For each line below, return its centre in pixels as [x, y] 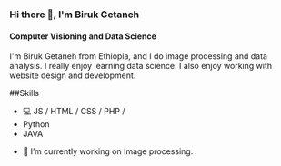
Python [36, 124]
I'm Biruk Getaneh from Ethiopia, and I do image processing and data [139, 56]
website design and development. [73, 75]
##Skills [24, 93]
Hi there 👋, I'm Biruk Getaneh [75, 15]
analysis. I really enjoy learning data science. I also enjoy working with [141, 66]
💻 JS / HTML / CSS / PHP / [74, 112]
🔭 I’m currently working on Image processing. [108, 151]
